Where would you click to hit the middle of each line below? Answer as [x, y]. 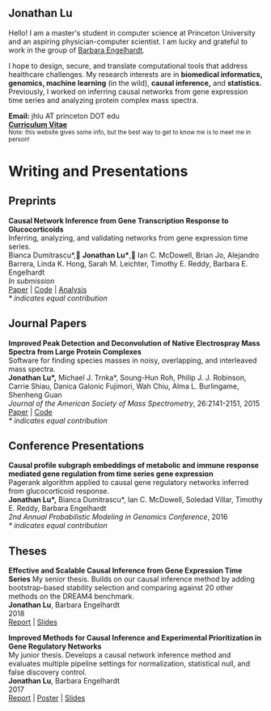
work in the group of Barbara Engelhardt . [77, 50]
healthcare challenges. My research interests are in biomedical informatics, [135, 74]
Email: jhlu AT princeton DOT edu [64, 116]
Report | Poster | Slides [47, 698]
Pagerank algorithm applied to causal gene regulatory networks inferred [129, 483]
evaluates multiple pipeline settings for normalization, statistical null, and [129, 664]
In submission [32, 281]
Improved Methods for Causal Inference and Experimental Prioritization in [135, 638]
